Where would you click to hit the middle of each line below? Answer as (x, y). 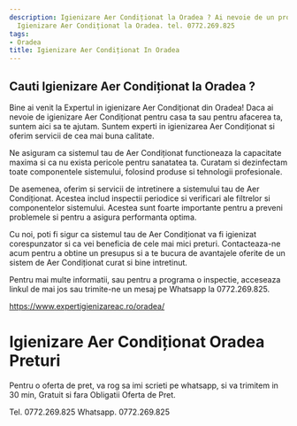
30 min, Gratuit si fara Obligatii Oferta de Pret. (93, 394)
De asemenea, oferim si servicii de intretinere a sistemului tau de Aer (134, 189)
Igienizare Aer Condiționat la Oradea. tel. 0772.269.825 (126, 26)
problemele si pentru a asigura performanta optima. (103, 217)
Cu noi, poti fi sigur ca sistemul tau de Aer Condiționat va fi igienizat (133, 234)
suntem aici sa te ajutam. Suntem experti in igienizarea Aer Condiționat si (142, 126)
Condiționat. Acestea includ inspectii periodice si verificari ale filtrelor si (140, 198)
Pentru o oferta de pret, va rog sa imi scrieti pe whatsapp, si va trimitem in (144, 385)
